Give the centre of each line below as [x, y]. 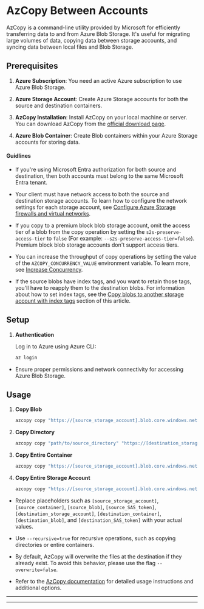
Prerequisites [32, 66]
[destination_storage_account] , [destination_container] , [88, 513]
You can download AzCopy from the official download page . [90, 124]
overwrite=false [36, 570]
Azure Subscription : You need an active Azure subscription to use [98, 80]
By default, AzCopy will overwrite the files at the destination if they [98, 556]
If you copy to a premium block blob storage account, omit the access [103, 225]
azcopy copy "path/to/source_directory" [67, 443]
